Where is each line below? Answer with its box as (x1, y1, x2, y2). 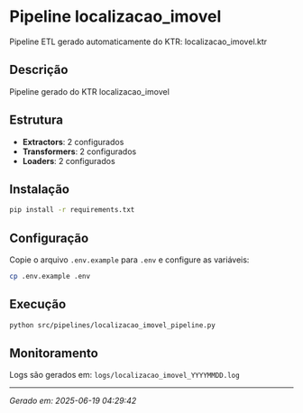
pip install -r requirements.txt (9, 206, 135, 215)
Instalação (9, 181, 70, 197)
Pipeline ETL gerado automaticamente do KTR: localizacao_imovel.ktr (9, 36, 268, 47)
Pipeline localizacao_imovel (9, 6, 222, 27)
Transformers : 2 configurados (22, 146, 137, 157)
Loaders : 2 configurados (22, 155, 115, 166)
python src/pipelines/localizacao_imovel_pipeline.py (9, 320, 216, 330)
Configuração (9, 230, 89, 245)
